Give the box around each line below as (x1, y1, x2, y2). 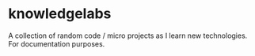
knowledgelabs (8, 5, 112, 23)
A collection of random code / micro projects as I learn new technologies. (8, 31, 248, 40)
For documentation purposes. (8, 39, 105, 48)
